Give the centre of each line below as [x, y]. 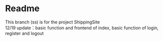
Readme [22, 9]
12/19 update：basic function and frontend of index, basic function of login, [82, 28]
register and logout [24, 33]
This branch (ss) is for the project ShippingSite [53, 22]
